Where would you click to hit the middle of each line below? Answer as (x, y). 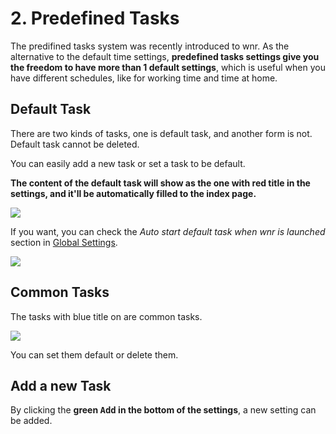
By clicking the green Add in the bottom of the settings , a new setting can (163, 410)
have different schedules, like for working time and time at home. (144, 78)
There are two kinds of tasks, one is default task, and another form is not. (161, 133)
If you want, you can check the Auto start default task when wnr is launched (168, 231)
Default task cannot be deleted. (75, 144)
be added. (31, 421)
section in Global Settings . (64, 242)
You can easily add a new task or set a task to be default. (128, 163)
